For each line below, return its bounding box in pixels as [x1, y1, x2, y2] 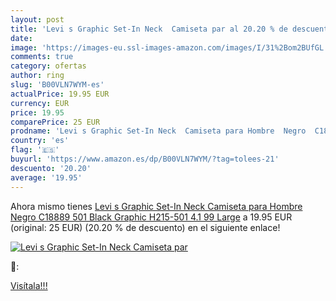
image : [10, 42, 38, 53]
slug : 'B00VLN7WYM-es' [10, 80, 105, 90]
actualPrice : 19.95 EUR [10, 89, 110, 99]
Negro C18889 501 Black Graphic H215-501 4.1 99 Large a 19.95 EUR [10, 211, 293, 223]
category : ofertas [10, 61, 87, 71]
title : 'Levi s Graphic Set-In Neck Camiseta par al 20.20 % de [10, 24, 288, 34]
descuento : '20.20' [10, 163, 92, 173]
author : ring [10, 71, 65, 81]
